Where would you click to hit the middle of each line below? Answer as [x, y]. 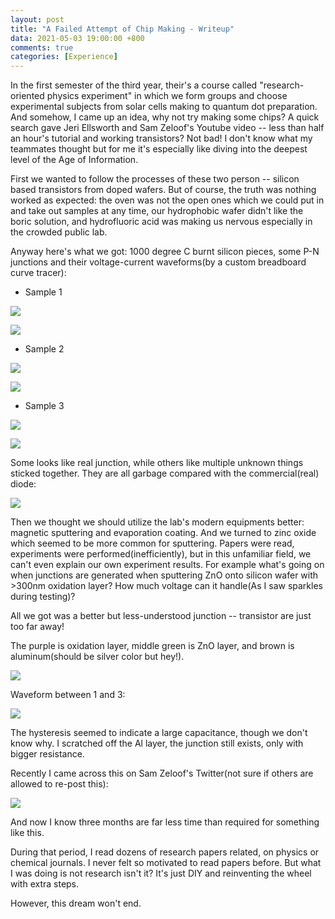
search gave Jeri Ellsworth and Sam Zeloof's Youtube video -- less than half [167, 128]
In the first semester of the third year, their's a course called [134, 85]
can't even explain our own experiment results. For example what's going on [167, 565]
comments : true [42, 47]
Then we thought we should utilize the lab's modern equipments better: [157, 522]
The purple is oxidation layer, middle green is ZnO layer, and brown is [152, 646]
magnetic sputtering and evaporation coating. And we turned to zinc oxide [163, 533]
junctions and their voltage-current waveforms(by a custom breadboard [158, 262]
